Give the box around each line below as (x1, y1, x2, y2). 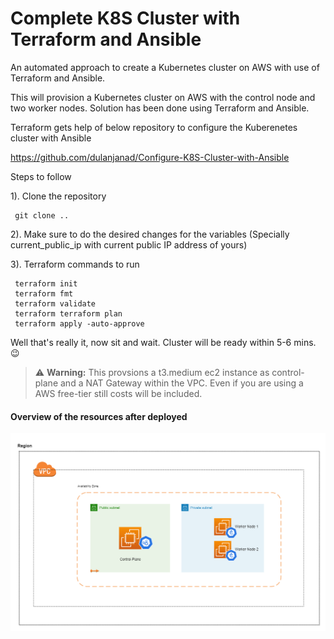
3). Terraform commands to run (10, 258, 140, 270)
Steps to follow (10, 170, 72, 182)
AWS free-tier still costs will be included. (34, 387, 203, 399)
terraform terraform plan (14, 308, 123, 319)
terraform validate (14, 298, 97, 309)
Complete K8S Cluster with (10, 7, 241, 30)
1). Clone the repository (10, 190, 107, 202)
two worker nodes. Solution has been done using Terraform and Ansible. (10, 102, 310, 114)
